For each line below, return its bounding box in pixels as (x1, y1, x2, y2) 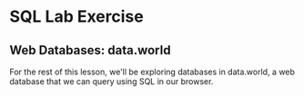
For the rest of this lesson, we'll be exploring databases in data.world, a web (9, 66, 296, 77)
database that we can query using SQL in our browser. (9, 76, 214, 87)
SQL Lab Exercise (9, 6, 144, 27)
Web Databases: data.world (9, 43, 171, 58)
